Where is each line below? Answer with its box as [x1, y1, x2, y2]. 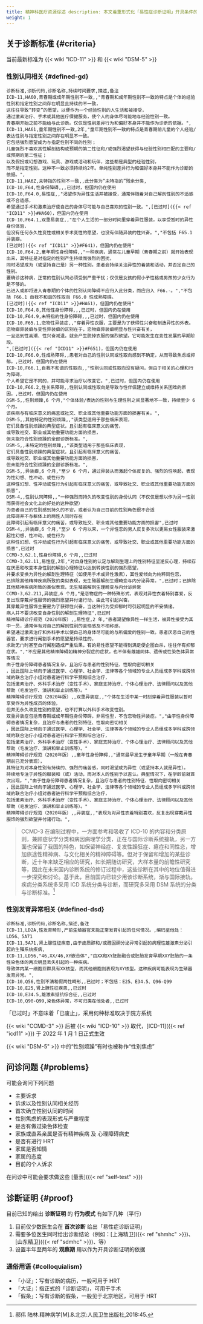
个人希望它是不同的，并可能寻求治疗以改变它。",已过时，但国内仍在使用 [6, 377, 160, 384]
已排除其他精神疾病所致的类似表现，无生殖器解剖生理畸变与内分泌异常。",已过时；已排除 [6, 578, 196, 584]
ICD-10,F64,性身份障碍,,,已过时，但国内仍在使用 [6, 184, 117, 191]
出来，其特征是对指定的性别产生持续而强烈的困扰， [6, 255, 115, 262]
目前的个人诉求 [14, 1160, 53, 1168]
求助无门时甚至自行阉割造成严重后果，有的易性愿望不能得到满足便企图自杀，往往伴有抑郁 [6, 642, 195, 648]
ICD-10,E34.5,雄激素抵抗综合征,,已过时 [6, 991, 97, 998]
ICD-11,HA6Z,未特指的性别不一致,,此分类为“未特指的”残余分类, [6, 178, 147, 184]
